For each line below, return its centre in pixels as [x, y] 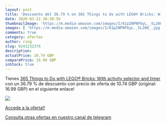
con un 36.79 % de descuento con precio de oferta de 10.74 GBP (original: [81, 84]
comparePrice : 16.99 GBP [31, 60]
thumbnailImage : [22, 23]
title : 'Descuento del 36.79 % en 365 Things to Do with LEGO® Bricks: [80, 14]
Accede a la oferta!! [25, 108]
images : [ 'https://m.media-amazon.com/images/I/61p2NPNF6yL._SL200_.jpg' [84, 28]
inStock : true [20, 64]
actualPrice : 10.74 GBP [30, 55]
